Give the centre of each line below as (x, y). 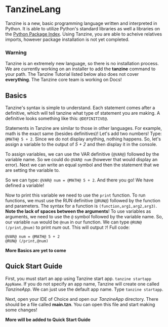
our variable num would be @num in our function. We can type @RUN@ (74, 222)
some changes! (21, 310)
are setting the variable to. (33, 170)
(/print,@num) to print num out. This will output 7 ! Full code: (68, 227)
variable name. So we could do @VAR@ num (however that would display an (81, 160)
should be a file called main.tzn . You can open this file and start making (80, 304)
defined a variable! (25, 185)
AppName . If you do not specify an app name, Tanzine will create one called (82, 284)
